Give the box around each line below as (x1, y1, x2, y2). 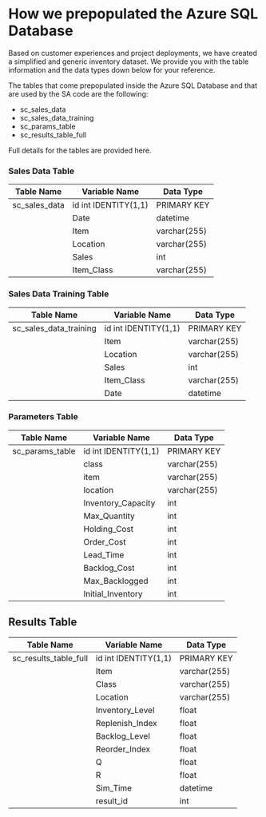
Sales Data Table (8, 165, 74, 176)
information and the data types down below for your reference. (8, 65, 216, 74)
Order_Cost (83, 536, 126, 547)
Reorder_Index (95, 744, 151, 755)
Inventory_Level (95, 704, 155, 716)
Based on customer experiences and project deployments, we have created (8, 48, 257, 58)
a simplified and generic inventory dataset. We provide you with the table (8, 57, 249, 66)
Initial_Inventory (83, 588, 143, 599)
